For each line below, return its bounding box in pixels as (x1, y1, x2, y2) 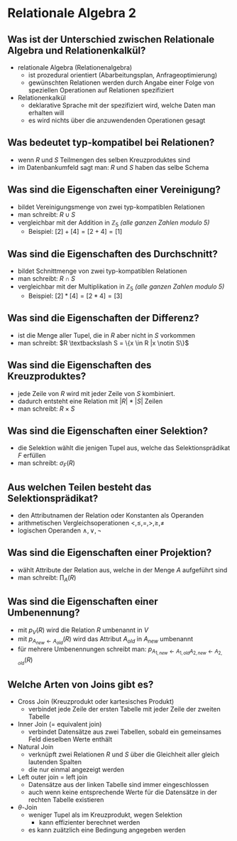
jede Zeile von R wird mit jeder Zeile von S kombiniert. (17, 389, 175, 397)
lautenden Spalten (28, 758, 82, 766)
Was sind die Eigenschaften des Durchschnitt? (7, 247, 218, 260)
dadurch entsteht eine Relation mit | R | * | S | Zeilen (17, 397, 163, 405)
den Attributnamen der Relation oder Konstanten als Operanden (17, 511, 204, 520)
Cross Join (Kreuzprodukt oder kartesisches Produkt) (17, 697, 175, 706)
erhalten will (28, 109, 65, 117)
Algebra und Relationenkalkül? (7, 44, 146, 56)
